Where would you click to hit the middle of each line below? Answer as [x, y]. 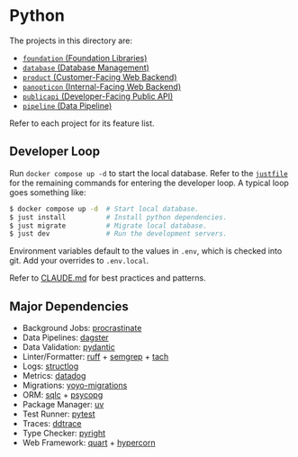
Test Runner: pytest [59, 414]
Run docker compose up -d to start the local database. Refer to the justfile [149, 173]
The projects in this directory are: [71, 40]
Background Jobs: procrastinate [82, 328]
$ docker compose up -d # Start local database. [104, 209]
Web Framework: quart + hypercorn [89, 443]
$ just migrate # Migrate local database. [108, 226]
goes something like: [48, 192]
